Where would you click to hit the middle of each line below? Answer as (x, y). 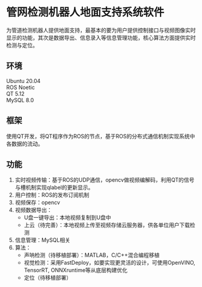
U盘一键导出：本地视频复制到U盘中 (67, 218)
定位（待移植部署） (48, 278)
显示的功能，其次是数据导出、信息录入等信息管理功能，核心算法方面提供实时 (101, 37)
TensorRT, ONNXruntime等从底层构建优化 (76, 270)
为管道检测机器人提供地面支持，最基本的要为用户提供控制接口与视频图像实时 (101, 30)
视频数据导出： (33, 210)
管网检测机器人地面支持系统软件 (85, 12)
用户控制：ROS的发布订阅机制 (52, 195)
